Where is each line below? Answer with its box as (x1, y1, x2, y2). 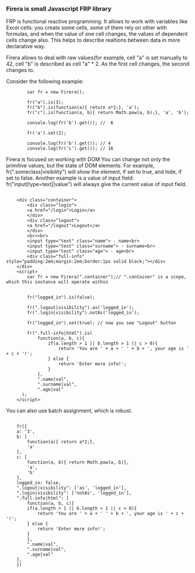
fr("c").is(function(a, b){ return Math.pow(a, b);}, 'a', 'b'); (27, 110, 190, 116)
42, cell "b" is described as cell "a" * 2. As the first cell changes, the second (6, 60, 190, 67)
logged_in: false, (16, 480, 61, 486)
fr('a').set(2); (27, 131, 67, 136)
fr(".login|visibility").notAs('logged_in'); (27, 310, 140, 316)
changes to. (6, 67, 35, 74)
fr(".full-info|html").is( (27, 330, 93, 337)
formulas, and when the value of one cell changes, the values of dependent (6, 30, 188, 37)
